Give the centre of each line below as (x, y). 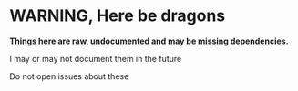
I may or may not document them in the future (96, 58)
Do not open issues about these (69, 76)
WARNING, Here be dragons (118, 16)
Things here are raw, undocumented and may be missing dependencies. (149, 41)
